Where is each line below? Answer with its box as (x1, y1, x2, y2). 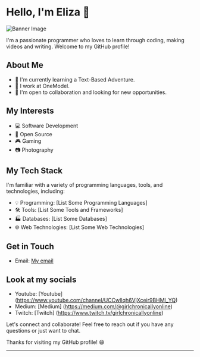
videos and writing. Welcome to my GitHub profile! (6, 43, 130, 50)
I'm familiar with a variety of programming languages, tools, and (6, 181, 163, 189)
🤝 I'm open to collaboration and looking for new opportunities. (14, 89, 167, 96)
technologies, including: (6, 187, 65, 195)
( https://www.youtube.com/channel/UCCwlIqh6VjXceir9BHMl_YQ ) (14, 297, 178, 303)
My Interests (6, 106, 54, 116)
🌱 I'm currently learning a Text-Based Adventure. (14, 76, 135, 83)
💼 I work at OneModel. (14, 82, 70, 89)
